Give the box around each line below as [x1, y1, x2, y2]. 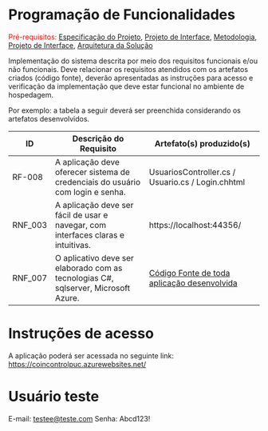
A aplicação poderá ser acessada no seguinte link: [8, 350, 174, 361]
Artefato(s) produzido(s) [154, 138, 250, 149]
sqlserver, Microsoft [54, 282, 130, 293]
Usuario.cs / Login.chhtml [148, 176, 246, 187]
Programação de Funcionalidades [8, 6, 235, 24]
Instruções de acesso [8, 325, 154, 343]
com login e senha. [54, 186, 126, 198]
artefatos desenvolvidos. [8, 114, 90, 123]
